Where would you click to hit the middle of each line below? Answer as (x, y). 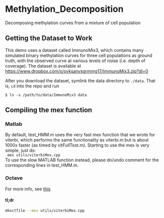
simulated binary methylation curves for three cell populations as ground (79, 55)
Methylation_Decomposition (65, 9)
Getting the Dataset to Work (49, 38)
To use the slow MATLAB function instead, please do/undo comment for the (82, 160)
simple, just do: (20, 150)
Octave (14, 178)
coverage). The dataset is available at (43, 66)
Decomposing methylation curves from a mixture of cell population (73, 23)
